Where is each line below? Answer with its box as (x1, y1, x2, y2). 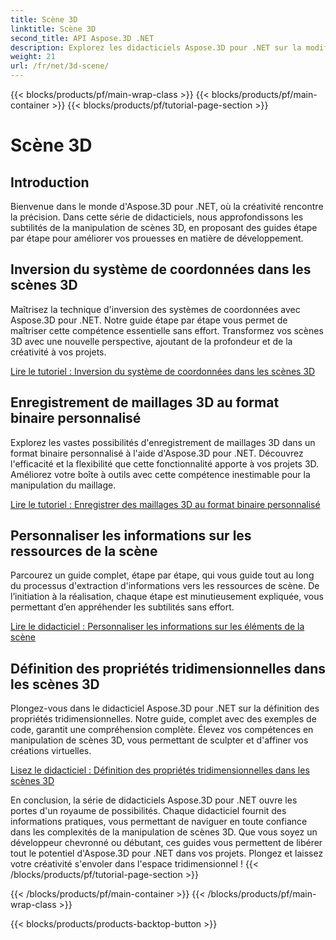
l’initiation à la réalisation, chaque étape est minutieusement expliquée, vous (10, 591, 324, 603)
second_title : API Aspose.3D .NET (10, 33, 155, 43)
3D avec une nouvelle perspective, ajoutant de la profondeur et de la (10, 335, 293, 347)
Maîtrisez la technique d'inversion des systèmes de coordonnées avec (10, 303, 301, 315)
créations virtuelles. (10, 745, 92, 757)
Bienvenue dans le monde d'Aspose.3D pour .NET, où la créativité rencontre (10, 201, 324, 212)
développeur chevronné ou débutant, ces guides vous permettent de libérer (10, 837, 323, 849)
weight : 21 (10, 52, 56, 62)
